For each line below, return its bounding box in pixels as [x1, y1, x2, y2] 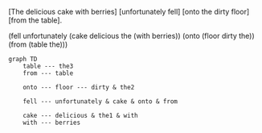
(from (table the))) [8, 39, 68, 49]
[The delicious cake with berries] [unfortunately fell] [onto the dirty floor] [8, 7, 250, 16]
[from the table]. [8, 15, 63, 25]
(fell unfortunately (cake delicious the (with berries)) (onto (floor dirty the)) [8, 31, 255, 40]
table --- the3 [23, 62, 74, 70]
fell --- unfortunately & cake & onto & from [23, 98, 178, 106]
